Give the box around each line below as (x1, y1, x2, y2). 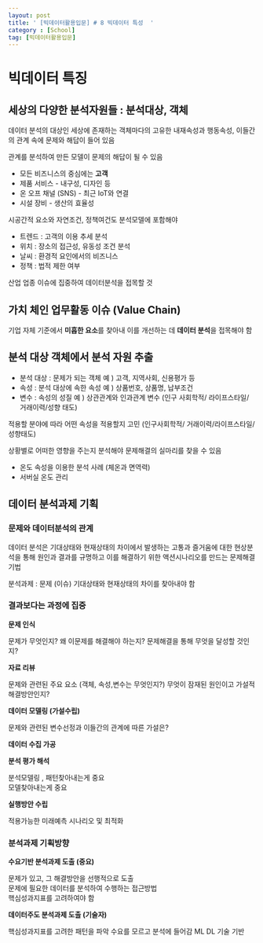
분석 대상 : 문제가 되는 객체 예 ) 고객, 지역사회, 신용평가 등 (19, 372, 195, 382)
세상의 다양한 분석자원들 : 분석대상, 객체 (8, 103, 188, 116)
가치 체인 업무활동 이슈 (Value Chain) (8, 303, 181, 317)
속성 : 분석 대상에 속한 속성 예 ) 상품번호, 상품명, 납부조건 (19, 383, 194, 392)
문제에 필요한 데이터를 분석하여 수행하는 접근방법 (8, 883, 158, 893)
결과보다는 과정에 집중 (8, 600, 86, 611)
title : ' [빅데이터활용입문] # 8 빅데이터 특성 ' (8, 19, 155, 27)
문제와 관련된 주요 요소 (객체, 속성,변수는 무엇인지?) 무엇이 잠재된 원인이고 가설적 (8, 679, 255, 688)
